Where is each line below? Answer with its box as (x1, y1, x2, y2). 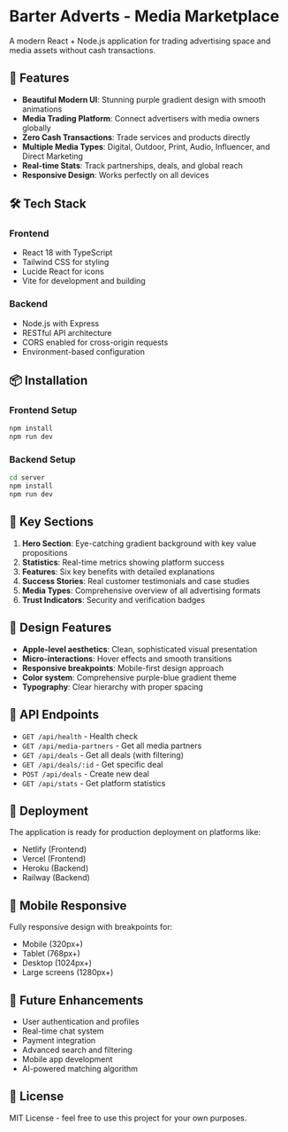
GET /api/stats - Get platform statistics (21, 777, 166, 788)
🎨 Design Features (9, 621, 112, 636)
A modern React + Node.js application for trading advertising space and (9, 35, 271, 46)
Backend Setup (9, 454, 77, 466)
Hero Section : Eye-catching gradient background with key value (21, 538, 257, 549)
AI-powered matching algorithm (21, 1063, 139, 1073)
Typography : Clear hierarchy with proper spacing (21, 681, 203, 692)
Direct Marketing (21, 151, 84, 161)
